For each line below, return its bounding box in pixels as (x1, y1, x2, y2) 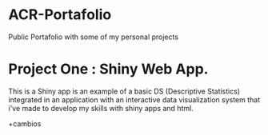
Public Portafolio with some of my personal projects (8, 32, 178, 42)
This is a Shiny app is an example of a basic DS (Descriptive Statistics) (8, 86, 241, 96)
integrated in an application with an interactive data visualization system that (8, 94, 261, 105)
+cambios (8, 118, 42, 129)
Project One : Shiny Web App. (8, 60, 209, 78)
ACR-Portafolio (8, 6, 112, 24)
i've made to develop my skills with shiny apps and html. (8, 103, 194, 113)
